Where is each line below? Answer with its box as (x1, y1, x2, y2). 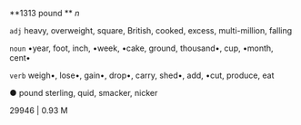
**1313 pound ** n (9, 8, 80, 18)
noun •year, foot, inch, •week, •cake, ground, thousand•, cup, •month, (9, 43, 275, 53)
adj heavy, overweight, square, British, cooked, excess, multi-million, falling (9, 25, 293, 35)
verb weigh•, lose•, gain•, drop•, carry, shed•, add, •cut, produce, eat (9, 70, 275, 81)
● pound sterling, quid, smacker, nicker (9, 88, 158, 98)
